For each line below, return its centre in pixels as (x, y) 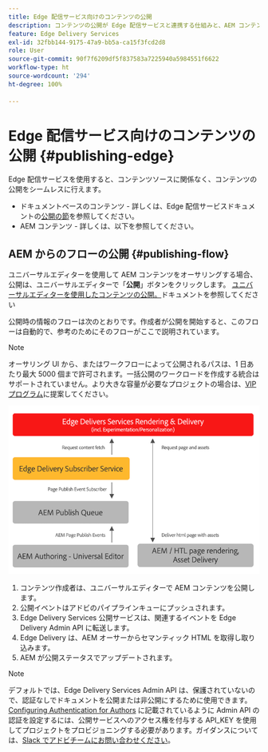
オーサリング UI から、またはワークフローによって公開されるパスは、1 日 (128, 364)
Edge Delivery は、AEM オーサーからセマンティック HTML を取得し (130, 638)
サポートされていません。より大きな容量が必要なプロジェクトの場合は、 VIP (132, 384)
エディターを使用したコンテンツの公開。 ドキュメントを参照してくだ (140, 295)
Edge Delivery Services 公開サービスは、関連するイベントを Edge (128, 618)
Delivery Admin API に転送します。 (77, 628)
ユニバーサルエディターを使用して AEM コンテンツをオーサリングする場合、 (133, 275)
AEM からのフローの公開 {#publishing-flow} (119, 254)
